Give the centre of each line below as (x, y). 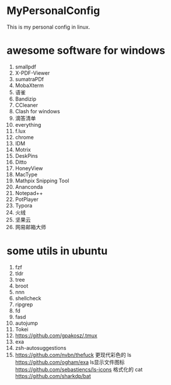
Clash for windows (37, 111)
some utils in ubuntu (57, 251)
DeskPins (27, 155)
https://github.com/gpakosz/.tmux (56, 335)
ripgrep (24, 304)
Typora (24, 205)
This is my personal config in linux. (48, 27)
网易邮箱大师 (30, 227)
